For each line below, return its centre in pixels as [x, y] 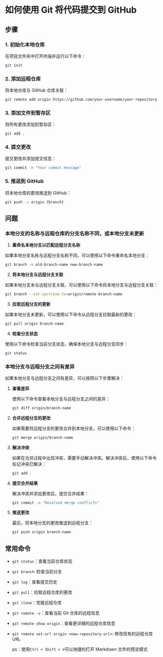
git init [14, 65]
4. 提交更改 [18, 147]
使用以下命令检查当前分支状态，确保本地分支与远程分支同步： [67, 344]
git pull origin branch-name [34, 324]
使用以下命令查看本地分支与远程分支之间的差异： [61, 399]
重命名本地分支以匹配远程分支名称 [46, 245]
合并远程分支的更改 [31, 418]
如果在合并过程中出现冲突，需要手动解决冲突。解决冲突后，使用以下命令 [84, 458]
